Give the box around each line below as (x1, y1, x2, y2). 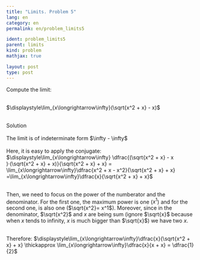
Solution (6, 122, 27, 129)
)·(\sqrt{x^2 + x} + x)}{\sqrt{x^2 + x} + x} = (6, 160, 112, 167)
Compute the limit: (6, 86, 52, 93)
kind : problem (6, 47, 42, 54)
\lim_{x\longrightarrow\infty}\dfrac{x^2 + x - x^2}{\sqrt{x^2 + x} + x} (6, 166, 176, 174)
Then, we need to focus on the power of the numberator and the (6, 191, 166, 198)
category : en (6, 20, 39, 26)
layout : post (6, 64, 39, 69)
